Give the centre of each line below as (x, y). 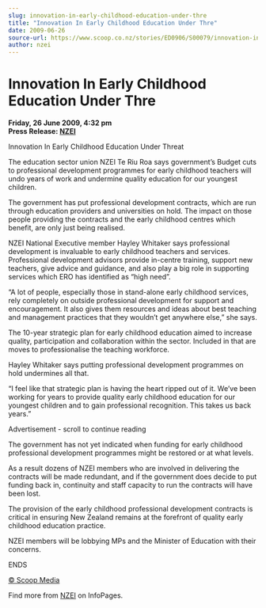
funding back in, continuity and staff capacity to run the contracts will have (131, 485)
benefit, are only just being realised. (66, 228)
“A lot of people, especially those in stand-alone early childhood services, (129, 292)
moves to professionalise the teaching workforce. (89, 350)
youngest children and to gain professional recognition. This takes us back (130, 405)
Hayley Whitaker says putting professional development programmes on (126, 365)
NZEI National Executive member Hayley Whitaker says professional (119, 243)
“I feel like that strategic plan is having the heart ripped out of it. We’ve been (132, 389)
